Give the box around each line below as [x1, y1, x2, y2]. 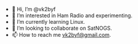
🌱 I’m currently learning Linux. [11, 18, 85, 25]
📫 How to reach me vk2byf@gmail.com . [11, 32, 111, 38]
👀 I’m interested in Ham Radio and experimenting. [11, 12, 133, 19]
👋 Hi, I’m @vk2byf [11, 6, 56, 12]
